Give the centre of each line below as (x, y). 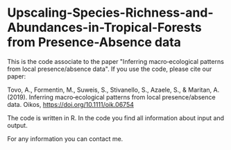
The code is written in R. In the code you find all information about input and (115, 118)
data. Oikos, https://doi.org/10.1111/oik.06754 (70, 104)
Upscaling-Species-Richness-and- (110, 13)
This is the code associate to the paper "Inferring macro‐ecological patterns (115, 61)
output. (17, 125)
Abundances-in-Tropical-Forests (105, 27)
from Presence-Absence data (94, 42)
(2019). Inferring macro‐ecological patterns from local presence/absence (112, 97)
